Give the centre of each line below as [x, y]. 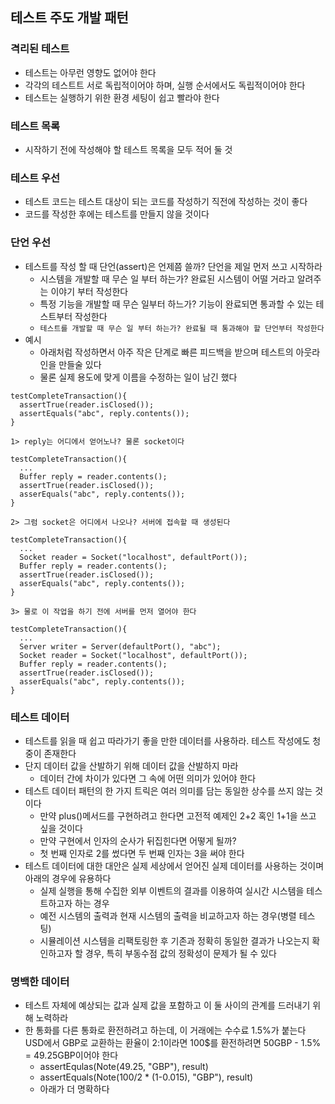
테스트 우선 [35, 178]
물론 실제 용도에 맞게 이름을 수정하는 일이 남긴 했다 [138, 377]
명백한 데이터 [40, 981]
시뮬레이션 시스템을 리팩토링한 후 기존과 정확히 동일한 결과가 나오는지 [174, 940]
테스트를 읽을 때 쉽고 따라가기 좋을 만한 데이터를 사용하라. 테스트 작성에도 [167, 740]
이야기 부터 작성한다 [89, 291]
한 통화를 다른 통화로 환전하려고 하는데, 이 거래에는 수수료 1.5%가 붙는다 [165, 1030]
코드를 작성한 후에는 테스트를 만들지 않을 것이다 [117, 214]
